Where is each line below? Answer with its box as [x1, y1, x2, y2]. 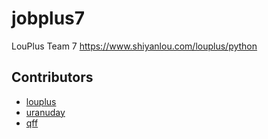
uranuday [25, 106, 66, 118]
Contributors [11, 69, 94, 86]
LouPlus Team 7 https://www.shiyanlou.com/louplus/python [11, 40, 258, 52]
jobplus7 [11, 7, 86, 30]
